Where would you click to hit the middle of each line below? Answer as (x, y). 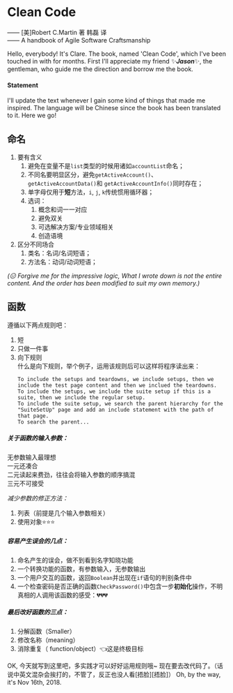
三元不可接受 (25, 483)
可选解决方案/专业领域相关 (76, 227)
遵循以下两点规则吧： (38, 325)
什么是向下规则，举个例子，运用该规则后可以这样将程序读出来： (109, 366)
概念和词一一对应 (63, 209)
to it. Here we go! (32, 115)
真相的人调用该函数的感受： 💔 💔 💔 (63, 595)
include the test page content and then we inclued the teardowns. (117, 385)
